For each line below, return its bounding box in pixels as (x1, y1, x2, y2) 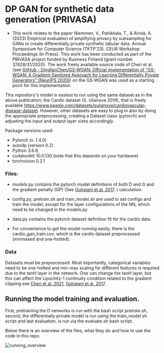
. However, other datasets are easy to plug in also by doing (37, 107, 157, 114)
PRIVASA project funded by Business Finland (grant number (12, 56, 133, 62)
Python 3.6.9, (12, 147, 39, 153)
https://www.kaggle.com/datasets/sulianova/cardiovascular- (24, 102, 146, 108)
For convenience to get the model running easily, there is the (12, 226, 135, 232)
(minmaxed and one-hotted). (12, 236, 70, 242)
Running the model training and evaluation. (5, 294, 140, 303)
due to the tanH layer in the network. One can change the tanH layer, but (5, 270, 152, 276)
